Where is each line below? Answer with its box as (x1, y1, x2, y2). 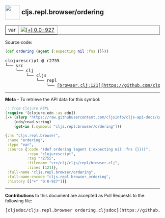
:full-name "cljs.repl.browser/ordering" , (7, 170, 96, 175)
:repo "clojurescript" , (27, 151, 76, 156)
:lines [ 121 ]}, (27, 165, 58, 170)
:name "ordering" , (7, 138, 45, 143)
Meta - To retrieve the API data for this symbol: (5, 96, 101, 102)
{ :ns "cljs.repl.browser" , (5, 133, 60, 138)
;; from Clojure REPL (5, 106, 50, 111)
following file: (5, 198, 32, 204)
